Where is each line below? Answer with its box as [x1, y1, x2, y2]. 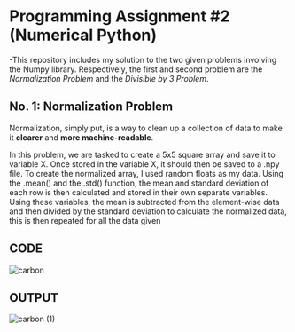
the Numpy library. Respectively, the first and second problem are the [9, 64, 263, 75]
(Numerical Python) [9, 25, 158, 45]
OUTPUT [9, 290, 59, 305]
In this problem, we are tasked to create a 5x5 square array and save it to [9, 149, 276, 160]
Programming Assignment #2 [9, 6, 230, 27]
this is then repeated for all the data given [9, 215, 161, 225]
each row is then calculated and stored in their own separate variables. [9, 186, 268, 197]
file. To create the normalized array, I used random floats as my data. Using [9, 168, 284, 178]
